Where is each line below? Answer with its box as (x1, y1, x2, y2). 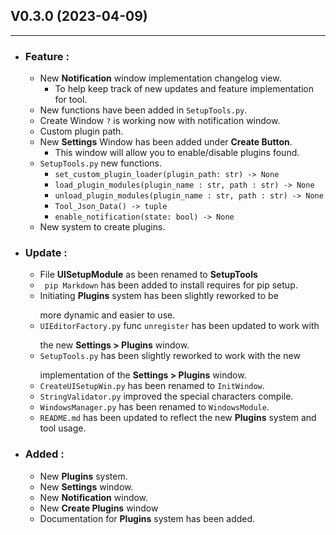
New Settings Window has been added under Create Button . (39, 136, 293, 148)
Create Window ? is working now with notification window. (39, 115, 281, 127)
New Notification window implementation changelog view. (39, 72, 282, 84)
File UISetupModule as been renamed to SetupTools (39, 269, 258, 281)
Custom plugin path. (39, 125, 124, 138)
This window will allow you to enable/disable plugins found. (54, 147, 300, 159)
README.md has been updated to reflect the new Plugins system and (39, 412, 317, 424)
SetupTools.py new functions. (39, 157, 162, 169)
